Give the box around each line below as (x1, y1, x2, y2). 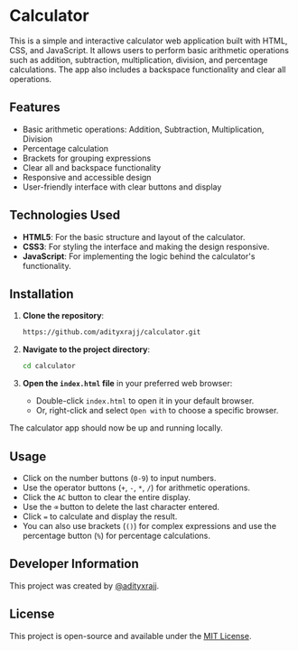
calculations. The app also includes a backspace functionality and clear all (9, 64, 286, 75)
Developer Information (9, 556, 140, 571)
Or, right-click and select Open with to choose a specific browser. (35, 405, 279, 416)
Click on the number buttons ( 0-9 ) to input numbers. (22, 472, 217, 483)
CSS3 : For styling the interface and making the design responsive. (22, 241, 270, 252)
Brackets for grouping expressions (22, 153, 152, 163)
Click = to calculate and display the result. (22, 511, 178, 522)
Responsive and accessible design (22, 172, 152, 182)
